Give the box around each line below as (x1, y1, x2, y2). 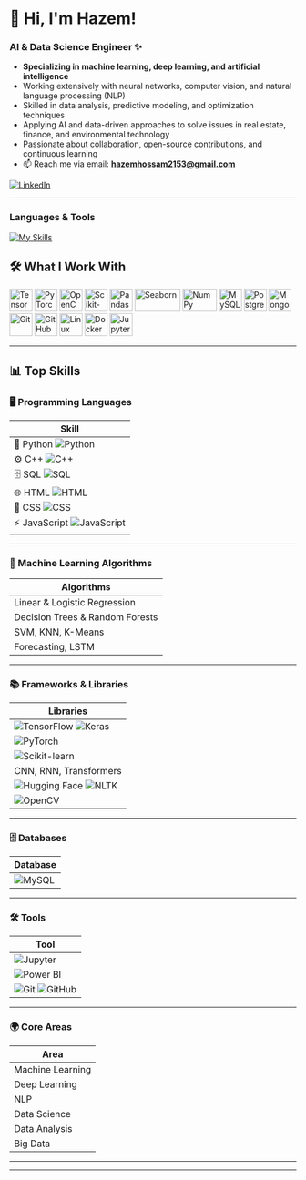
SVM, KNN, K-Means (14, 626, 105, 638)
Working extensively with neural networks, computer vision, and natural (22, 81, 292, 92)
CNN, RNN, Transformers (14, 764, 122, 777)
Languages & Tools (9, 211, 96, 224)
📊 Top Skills (9, 363, 81, 379)
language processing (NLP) (22, 90, 126, 101)
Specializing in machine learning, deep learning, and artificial (22, 61, 260, 72)
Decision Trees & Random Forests (14, 610, 158, 623)
